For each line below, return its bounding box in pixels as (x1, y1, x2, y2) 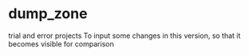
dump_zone (8, 5, 88, 23)
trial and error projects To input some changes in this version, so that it (8, 31, 241, 40)
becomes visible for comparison (8, 39, 114, 48)
